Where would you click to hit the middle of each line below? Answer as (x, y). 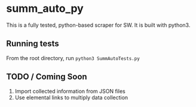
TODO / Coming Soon (47, 77)
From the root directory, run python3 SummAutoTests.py (73, 58)
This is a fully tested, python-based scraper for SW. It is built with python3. (98, 25)
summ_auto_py (45, 9)
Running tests (33, 44)
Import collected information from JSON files (70, 91)
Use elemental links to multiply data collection (71, 97)
